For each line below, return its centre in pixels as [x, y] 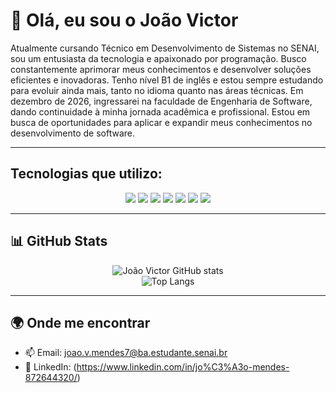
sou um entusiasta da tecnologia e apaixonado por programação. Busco [158, 58]
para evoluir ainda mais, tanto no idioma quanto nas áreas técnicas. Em [157, 90]
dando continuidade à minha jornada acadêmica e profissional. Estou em [160, 111]
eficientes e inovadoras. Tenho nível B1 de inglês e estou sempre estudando [167, 80]
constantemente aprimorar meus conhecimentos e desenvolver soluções [161, 69]
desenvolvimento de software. [73, 133]
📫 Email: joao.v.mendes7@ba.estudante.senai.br [126, 353]
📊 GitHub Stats [59, 241]
